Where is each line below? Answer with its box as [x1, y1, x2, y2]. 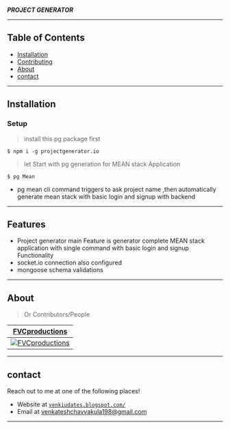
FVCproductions [12, 327, 68, 336]
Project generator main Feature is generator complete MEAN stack [16, 236, 205, 245]
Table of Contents [7, 32, 86, 44]
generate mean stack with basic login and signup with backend [16, 192, 196, 201]
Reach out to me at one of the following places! [7, 387, 140, 395]
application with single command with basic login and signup [16, 244, 190, 252]
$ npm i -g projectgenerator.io [7, 147, 99, 155]
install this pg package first [23, 134, 101, 143]
